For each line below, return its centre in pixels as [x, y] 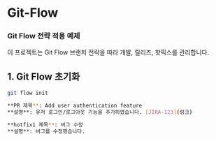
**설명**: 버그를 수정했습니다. [46, 131]
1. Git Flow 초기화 [44, 76]
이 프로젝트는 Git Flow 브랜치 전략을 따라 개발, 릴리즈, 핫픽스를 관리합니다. [108, 52]
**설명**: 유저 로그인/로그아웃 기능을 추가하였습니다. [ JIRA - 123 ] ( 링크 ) [100, 112]
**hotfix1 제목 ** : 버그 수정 [45, 125]
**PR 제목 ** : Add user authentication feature [75, 106]
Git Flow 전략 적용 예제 [44, 36]
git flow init [28, 93]
